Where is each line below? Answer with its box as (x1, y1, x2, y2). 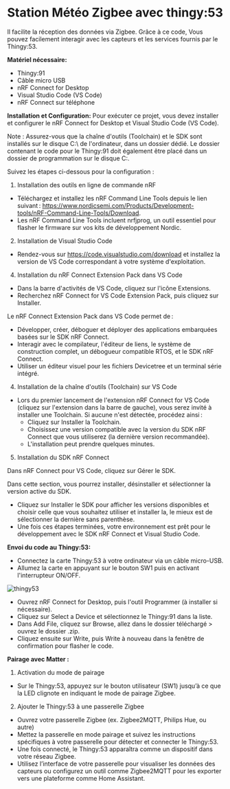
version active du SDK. (7, 487, 72, 495)
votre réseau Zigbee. (16, 752, 77, 760)
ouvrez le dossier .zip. (16, 627, 80, 635)
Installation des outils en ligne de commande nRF (16, 180, 157, 189)
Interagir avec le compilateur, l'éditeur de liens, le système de (16, 339, 191, 348)
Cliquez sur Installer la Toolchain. (27, 418, 122, 426)
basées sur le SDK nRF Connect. (16, 333, 110, 341)
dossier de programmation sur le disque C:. (7, 154, 130, 162)
